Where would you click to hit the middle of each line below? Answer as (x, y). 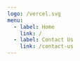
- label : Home (34, 27)
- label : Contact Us (44, 40)
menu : (15, 20)
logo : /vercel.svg (34, 14)
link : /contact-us (47, 46)
